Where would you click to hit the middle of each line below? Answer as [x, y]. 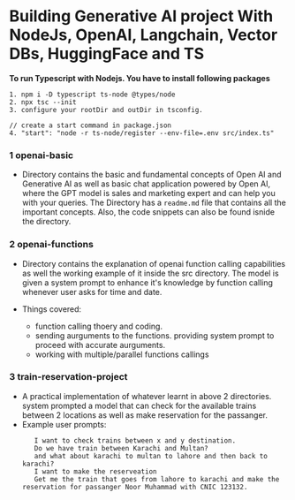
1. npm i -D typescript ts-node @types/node [92, 95]
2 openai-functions [52, 245]
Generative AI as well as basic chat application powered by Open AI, [146, 184]
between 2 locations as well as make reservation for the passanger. [144, 415]
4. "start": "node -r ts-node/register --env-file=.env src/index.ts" [142, 133]
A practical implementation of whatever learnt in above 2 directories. [147, 396]
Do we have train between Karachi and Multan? [121, 448]
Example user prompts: [64, 424]
